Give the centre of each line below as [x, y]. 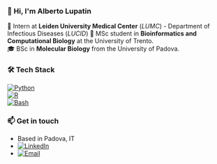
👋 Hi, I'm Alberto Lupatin [50, 11]
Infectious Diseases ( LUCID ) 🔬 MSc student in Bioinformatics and [102, 33]
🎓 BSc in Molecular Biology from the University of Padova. [93, 49]
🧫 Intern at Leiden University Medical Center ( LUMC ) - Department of [109, 26]
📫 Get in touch [33, 121]
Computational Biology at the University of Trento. [81, 41]
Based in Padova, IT [46, 138]
